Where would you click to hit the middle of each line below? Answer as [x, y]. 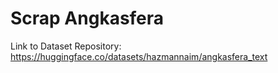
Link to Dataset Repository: [66, 46]
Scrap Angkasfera [87, 18]
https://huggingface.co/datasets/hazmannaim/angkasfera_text [139, 56]
